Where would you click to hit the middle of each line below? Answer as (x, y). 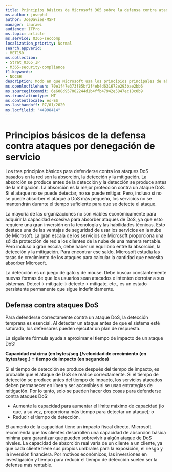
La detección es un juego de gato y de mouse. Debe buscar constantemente (86, 272)
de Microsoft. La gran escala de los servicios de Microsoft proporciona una (84, 235)
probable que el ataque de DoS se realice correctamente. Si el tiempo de (82, 374)
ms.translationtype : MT (31, 96)
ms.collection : (21, 58)
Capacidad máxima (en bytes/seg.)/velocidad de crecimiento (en (76, 353)
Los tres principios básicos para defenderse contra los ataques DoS (77, 171)
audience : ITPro (23, 29)
